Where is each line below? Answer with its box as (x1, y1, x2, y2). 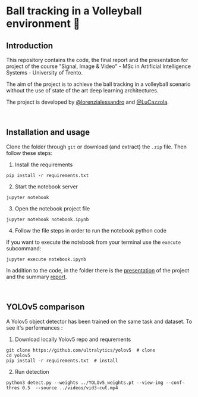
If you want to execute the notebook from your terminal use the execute (6, 238, 181, 246)
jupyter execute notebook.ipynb (6, 256, 86, 262)
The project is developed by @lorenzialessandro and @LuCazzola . (6, 98, 169, 106)
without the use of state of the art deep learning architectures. (6, 87, 159, 94)
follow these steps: (6, 149, 52, 156)
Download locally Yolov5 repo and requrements (14, 336, 131, 343)
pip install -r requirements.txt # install (6, 358, 118, 364)
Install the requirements (14, 161, 73, 168)
